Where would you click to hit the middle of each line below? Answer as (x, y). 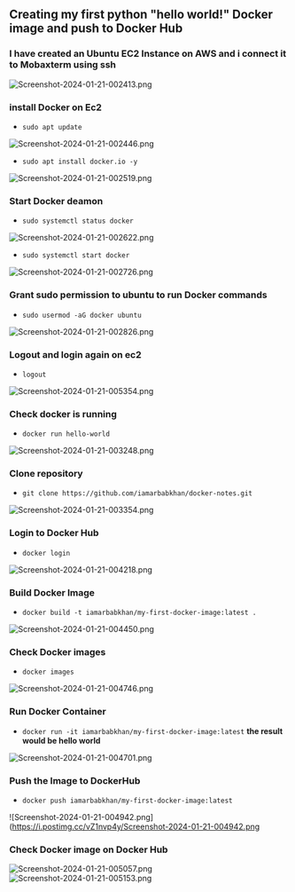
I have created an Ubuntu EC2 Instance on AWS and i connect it (147, 54)
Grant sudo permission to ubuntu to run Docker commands (138, 295)
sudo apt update (52, 127)
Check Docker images (58, 651)
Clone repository (46, 474)
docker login (46, 553)
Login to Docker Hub (54, 533)
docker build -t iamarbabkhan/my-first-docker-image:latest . (139, 613)
